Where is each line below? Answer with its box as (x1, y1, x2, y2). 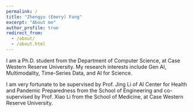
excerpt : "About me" (6, 19, 57, 25)
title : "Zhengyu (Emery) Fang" (6, 14, 82, 20)
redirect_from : (6, 30, 43, 36)
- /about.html (11, 41, 46, 47)
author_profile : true (6, 24, 59, 31)
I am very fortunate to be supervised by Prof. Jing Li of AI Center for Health (6, 80, 187, 87)
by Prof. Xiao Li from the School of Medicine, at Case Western (34, 93, 184, 100)
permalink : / (6, 8, 38, 15)
